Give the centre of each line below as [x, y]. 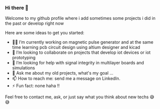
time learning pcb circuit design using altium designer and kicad [76, 47]
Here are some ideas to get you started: [45, 33]
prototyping [24, 58]
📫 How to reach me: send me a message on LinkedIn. [66, 78]
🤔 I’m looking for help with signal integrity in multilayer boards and [78, 63]
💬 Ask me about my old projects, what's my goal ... [63, 73]
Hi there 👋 [17, 8]
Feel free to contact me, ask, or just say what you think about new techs [77, 97]
